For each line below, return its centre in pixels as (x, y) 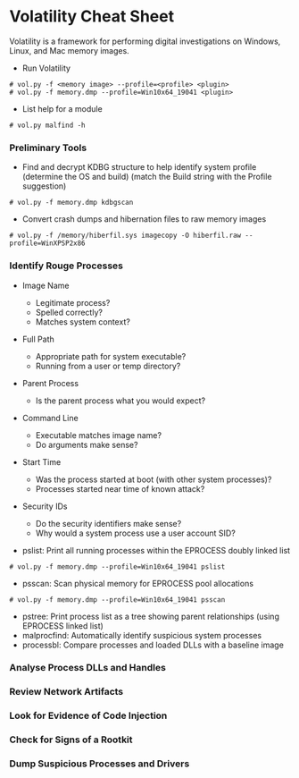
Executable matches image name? (99, 435)
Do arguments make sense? (87, 444)
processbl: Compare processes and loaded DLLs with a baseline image (153, 645)
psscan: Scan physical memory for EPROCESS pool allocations (138, 583)
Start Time (42, 461)
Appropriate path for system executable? (111, 356)
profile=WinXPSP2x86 (48, 243)
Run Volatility (46, 68)
